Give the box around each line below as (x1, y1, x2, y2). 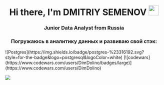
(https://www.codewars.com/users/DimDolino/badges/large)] (5, 60, 132, 66)
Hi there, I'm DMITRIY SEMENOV (9, 6, 147, 18)
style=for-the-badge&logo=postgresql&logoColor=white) (5, 54, 123, 60)
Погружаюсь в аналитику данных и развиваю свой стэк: (10, 38, 157, 45)
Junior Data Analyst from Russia (44, 24, 124, 31)
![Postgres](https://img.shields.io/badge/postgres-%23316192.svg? (5, 49, 144, 55)
